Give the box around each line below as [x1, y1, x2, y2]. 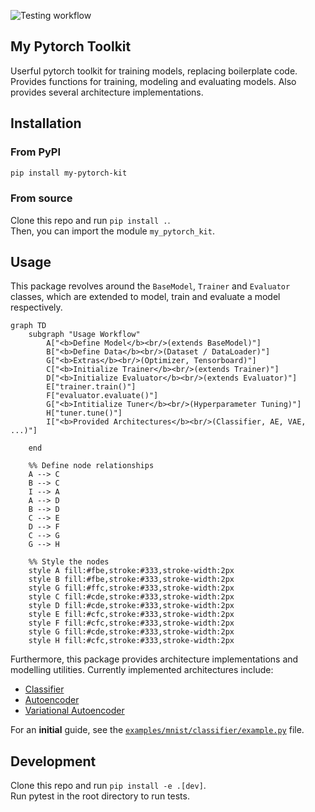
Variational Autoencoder [24, 705, 125, 717]
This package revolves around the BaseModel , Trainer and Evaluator [10, 280, 291, 292]
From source [10, 191, 73, 205]
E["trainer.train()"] [46, 382, 137, 392]
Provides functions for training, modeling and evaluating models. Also [10, 75, 297, 87]
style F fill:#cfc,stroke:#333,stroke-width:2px [28, 618, 235, 629]
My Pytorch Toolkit [10, 38, 132, 55]
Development [10, 753, 97, 770]
